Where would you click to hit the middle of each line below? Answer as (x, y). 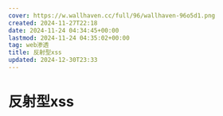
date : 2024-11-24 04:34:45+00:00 (64, 30)
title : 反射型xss (35, 52)
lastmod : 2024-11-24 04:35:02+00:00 (69, 38)
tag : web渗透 (29, 45)
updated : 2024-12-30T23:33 (53, 60)
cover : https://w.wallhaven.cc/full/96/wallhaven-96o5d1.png (112, 15)
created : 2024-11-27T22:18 (53, 23)
